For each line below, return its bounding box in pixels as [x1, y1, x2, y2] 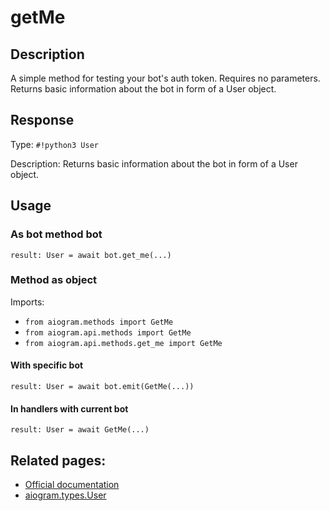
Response [10, 112, 75, 129]
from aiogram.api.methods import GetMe [24, 327, 192, 338]
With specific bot [10, 359, 84, 371]
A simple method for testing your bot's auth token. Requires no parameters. [10, 72, 321, 84]
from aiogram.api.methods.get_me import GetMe [24, 338, 223, 348]
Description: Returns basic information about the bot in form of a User [10, 157, 298, 170]
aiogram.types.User [24, 489, 107, 501]
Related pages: [10, 452, 107, 469]
